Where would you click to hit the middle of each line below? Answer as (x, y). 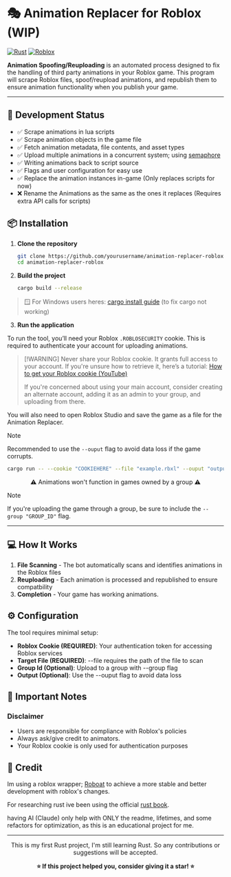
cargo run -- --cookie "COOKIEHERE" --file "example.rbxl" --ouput (106, 469)
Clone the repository (47, 243)
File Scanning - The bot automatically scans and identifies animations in (119, 564)
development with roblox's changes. (58, 792)
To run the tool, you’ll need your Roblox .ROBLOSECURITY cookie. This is (106, 339)
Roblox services (40, 653)
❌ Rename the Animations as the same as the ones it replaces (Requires (119, 193)
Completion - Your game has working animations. (88, 594)
